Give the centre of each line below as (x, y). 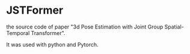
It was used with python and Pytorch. (52, 45)
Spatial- (174, 27)
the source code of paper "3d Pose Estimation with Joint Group (85, 27)
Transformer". (48, 33)
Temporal (18, 33)
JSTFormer (35, 10)
